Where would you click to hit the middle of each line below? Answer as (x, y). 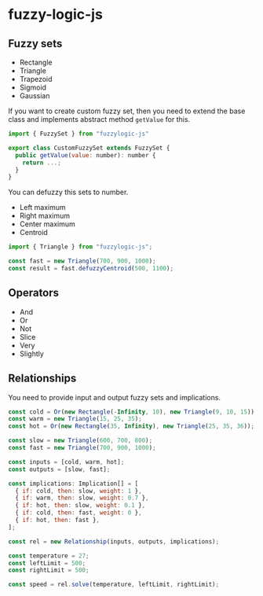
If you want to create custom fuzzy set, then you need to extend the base (127, 111)
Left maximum (43, 208)
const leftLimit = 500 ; (47, 563)
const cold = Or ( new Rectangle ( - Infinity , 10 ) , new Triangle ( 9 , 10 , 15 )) (131, 412)
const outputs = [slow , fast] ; (59, 469)
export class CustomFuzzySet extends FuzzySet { (89, 148)
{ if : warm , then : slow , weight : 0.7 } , (82, 498)
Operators (34, 293)
